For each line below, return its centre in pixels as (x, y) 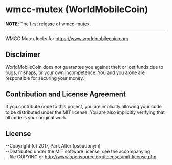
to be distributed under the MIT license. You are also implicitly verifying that (85, 112)
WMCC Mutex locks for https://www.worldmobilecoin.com (67, 38)
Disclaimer (23, 55)
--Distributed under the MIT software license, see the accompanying (78, 151)
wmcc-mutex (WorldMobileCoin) (77, 10)
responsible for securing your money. (45, 78)
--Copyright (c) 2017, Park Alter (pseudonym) (53, 146)
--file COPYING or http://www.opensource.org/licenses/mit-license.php (81, 157)
